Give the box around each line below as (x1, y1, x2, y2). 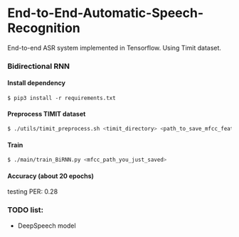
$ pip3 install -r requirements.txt (7, 94, 116, 102)
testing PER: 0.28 (7, 187, 58, 196)
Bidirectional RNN (7, 61, 70, 71)
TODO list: (7, 205, 44, 215)
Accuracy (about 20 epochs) (7, 172, 95, 180)
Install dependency (7, 79, 66, 87)
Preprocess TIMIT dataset (7, 109, 86, 118)
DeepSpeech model (17, 221, 76, 230)
